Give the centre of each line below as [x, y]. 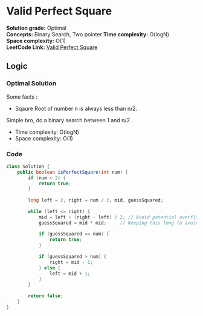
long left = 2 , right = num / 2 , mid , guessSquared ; [96, 200]
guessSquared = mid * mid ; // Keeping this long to [110, 223]
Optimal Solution [31, 84]
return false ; [46, 296]
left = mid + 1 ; [70, 274]
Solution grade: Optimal [36, 28]
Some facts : [22, 97]
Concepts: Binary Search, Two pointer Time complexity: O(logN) [88, 34]
